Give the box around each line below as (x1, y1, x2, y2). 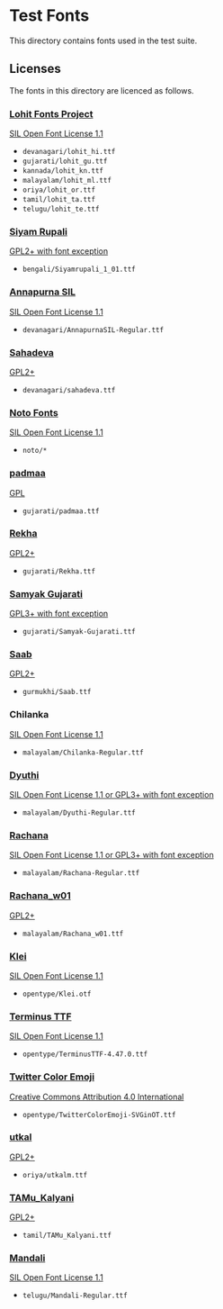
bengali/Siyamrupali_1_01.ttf (22, 265, 137, 275)
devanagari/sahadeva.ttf (22, 385, 116, 394)
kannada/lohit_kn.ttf (22, 167, 103, 176)
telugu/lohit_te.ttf (22, 204, 100, 214)
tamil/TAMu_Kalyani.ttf (22, 1231, 112, 1241)
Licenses (9, 61, 61, 77)
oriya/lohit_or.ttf (22, 185, 96, 194)
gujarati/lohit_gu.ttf (22, 157, 108, 167)
